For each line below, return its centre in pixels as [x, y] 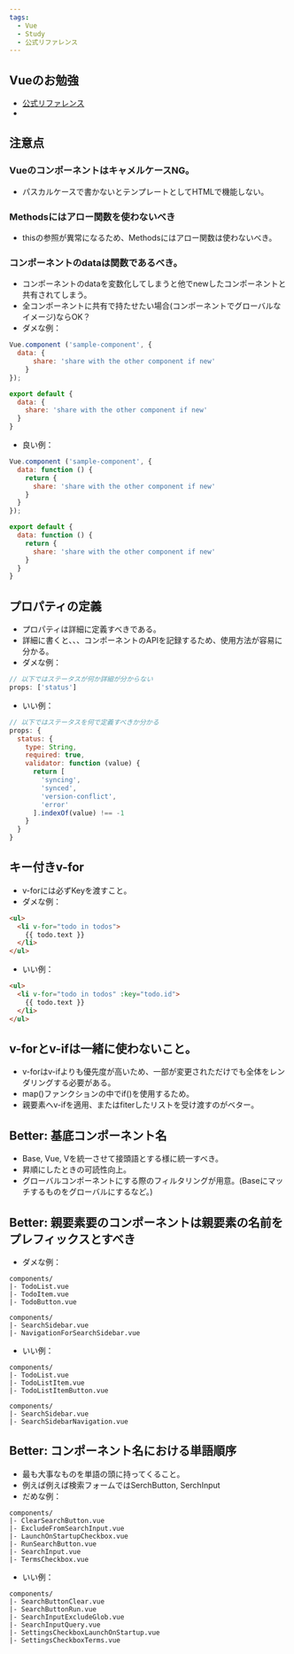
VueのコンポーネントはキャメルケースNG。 [102, 171]
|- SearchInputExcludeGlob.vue [67, 1617]
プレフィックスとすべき [72, 1239]
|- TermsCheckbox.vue [49, 1559]
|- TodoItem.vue [39, 1294]
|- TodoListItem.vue [47, 1383]
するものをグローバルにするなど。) [91, 1192]
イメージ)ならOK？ [56, 317]
